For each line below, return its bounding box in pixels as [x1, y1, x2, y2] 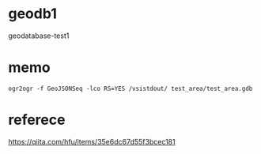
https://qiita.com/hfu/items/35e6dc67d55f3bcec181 [8, 137, 176, 146]
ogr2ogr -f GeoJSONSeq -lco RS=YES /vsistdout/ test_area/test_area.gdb [8, 85, 253, 92]
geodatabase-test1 [8, 31, 70, 40]
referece [8, 111, 66, 129]
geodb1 [8, 5, 57, 23]
